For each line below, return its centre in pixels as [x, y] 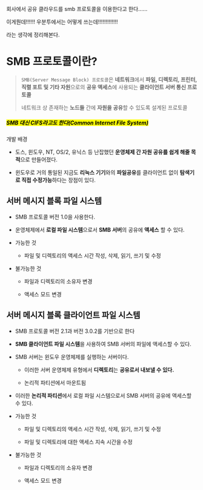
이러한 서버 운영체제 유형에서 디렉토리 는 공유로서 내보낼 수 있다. [99, 370]
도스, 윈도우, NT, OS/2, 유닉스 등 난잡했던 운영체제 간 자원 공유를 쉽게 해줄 [102, 152]
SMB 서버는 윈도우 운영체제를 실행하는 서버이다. [72, 356]
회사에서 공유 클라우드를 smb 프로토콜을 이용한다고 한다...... [77, 9]
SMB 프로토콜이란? [52, 62]
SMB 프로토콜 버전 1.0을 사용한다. [55, 217]
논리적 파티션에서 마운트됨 [55, 383]
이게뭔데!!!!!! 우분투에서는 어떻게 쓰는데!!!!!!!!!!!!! [62, 22]
